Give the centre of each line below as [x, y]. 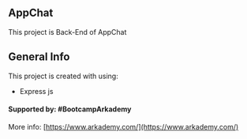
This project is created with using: [63, 76]
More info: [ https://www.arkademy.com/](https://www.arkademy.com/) [123, 126]
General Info [39, 57]
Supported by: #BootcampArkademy [70, 109]
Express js [36, 91]
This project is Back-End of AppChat [67, 32]
